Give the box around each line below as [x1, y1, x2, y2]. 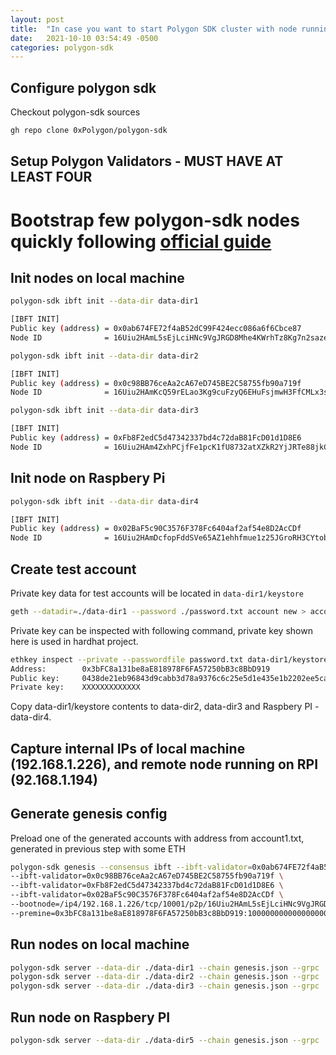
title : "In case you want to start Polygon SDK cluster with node [10, 24, 298, 34]
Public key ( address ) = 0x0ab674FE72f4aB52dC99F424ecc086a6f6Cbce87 [10, 324, 302, 334]
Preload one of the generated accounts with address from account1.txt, [10, 832, 305, 844]
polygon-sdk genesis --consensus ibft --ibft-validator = [10, 862, 253, 872]
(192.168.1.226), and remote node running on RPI [10, 756, 319, 773]
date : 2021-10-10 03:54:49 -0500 [10, 33, 159, 43]
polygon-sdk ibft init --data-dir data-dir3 [10, 406, 199, 416]
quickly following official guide [10, 230, 272, 253]
